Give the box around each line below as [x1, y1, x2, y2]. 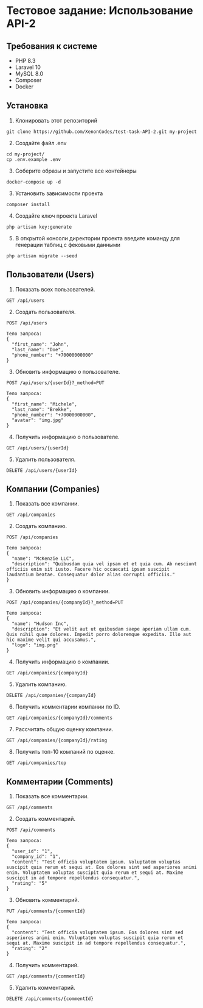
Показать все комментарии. [15, 793, 89, 800]
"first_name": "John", [12, 341, 69, 348]
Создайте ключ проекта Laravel [15, 212, 97, 220]
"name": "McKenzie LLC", [12, 556, 75, 562]
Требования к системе [6, 41, 98, 51]
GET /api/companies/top [6, 760, 67, 766]
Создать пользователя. [15, 308, 76, 315]
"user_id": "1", [12, 848, 53, 854]
